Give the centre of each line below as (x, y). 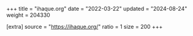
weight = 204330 (28, 15)
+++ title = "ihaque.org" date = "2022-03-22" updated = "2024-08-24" (97, 9)
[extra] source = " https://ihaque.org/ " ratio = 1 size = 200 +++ (85, 27)
